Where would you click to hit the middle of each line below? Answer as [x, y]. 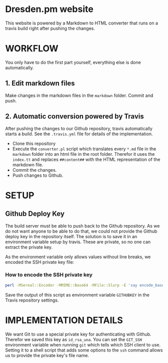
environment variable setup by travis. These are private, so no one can [78, 242]
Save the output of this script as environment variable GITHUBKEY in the [77, 295]
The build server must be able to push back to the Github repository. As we [82, 226]
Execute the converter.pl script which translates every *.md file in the [84, 149]
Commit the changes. [34, 170]
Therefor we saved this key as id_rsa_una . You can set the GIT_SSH [74, 339]
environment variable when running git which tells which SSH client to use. [83, 345]
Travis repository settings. [32, 300]
